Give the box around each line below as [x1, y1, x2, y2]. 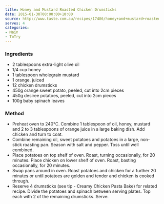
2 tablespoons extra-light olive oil [12, 61, 80, 67]
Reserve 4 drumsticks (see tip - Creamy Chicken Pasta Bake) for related [12, 184, 157, 189]
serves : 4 [5, 20, 25, 26]
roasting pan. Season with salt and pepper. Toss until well [22, 142, 139, 148]
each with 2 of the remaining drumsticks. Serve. [12, 194, 109, 200]
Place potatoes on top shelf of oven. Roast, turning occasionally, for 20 [12, 152, 155, 158]
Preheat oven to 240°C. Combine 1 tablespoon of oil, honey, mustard [12, 121, 150, 127]
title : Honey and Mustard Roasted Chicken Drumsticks [5, 7, 117, 12]
